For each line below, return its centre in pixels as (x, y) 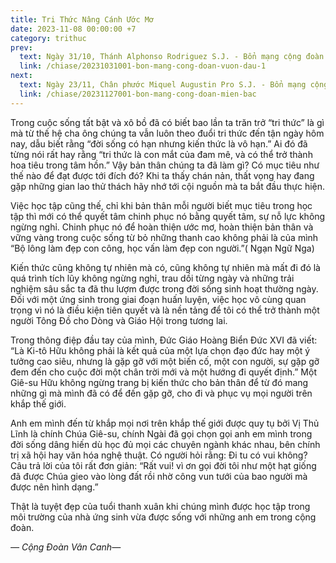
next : (21, 76)
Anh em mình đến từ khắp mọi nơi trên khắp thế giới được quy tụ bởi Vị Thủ (165, 423)
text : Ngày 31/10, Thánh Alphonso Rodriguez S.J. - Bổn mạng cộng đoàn (172, 57)
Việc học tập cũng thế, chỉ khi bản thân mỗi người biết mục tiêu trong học (161, 205)
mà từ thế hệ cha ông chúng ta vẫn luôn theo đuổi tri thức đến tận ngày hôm (167, 133)
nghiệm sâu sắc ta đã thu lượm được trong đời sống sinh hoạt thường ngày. (164, 288)
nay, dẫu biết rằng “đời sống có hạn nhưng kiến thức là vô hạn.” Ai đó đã (159, 143)
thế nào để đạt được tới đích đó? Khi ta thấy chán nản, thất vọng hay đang (162, 175)
